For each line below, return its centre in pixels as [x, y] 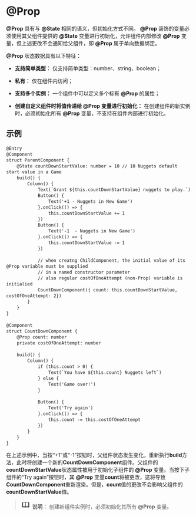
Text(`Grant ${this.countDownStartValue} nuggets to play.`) [114, 190]
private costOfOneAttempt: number [59, 343]
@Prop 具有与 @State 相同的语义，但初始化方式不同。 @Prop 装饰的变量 [95, 28]
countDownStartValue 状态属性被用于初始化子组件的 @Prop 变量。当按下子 [98, 469]
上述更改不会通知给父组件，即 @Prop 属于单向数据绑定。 [91, 43]
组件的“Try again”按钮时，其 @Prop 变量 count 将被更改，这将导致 [86, 477]
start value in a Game [34, 172]
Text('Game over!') [72, 384]
